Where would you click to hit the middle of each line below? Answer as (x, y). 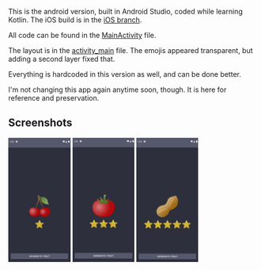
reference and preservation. (54, 98)
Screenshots (40, 123)
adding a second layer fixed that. (62, 59)
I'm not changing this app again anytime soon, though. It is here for (117, 89)
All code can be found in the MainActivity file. (82, 35)
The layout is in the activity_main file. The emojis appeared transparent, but (130, 50)
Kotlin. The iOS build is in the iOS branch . (75, 20)
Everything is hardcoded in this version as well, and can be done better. (125, 74)
